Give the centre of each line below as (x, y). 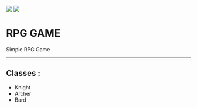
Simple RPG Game (28, 49)
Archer (23, 93)
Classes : (23, 73)
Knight (23, 87)
